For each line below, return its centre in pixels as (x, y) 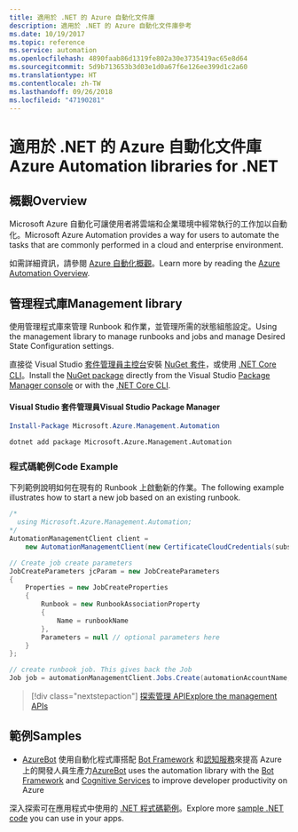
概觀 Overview (48, 201)
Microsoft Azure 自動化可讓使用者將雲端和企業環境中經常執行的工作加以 (141, 224)
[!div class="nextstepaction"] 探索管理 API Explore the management (154, 696)
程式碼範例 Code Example (64, 467)
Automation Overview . (50, 273)
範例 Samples (46, 737)
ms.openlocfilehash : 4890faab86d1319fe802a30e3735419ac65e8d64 (129, 59)
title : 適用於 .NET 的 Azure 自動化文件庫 (82, 17)
